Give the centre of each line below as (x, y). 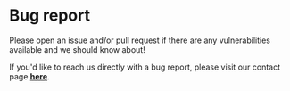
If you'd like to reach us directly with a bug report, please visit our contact (145, 67)
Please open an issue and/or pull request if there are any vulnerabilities (140, 40)
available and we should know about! (77, 49)
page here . (30, 76)
